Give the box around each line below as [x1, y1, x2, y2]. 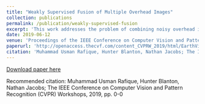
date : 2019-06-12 [6, 32, 51, 38]
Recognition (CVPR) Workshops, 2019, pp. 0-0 [6, 90, 123, 98]
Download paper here [6, 65, 61, 73]
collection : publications [6, 15, 72, 21]
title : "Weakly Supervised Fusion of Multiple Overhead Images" [6, 9, 173, 15]
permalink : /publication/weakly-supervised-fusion [6, 20, 138, 26]
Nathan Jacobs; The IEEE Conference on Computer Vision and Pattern [6, 84, 183, 91]
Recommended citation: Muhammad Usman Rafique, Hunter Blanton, [6, 77, 180, 84]
